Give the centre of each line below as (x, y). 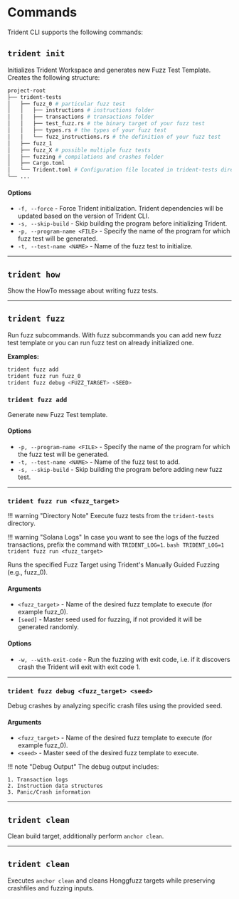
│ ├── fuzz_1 (30, 143)
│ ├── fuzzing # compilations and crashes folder (85, 157)
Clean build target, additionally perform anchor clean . (86, 836)
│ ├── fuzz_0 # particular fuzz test (67, 104)
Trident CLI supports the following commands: (75, 32)
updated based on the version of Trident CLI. (83, 216)
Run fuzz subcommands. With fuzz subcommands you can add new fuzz (115, 335)
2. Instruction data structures (55, 786)
